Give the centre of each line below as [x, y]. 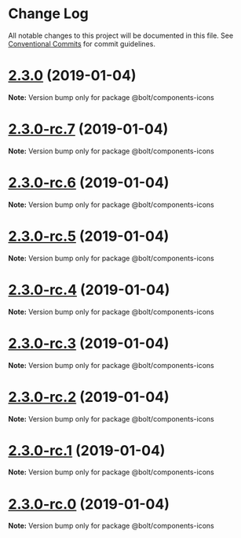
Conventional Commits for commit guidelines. [82, 43]
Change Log [48, 14]
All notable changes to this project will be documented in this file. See [121, 35]
